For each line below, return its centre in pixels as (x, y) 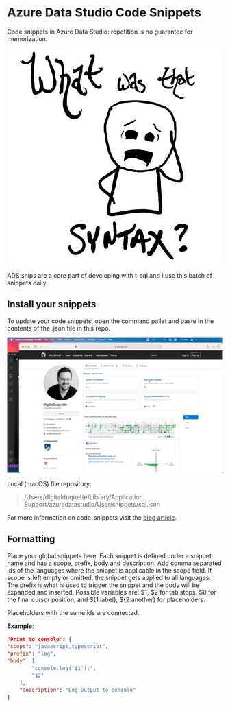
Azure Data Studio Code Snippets (104, 13)
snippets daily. (27, 283)
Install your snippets (52, 304)
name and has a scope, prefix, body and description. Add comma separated (114, 563)
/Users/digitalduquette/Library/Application (83, 497)
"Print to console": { (39, 639)
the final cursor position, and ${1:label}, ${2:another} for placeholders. (106, 599)
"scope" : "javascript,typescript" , (58, 647)
